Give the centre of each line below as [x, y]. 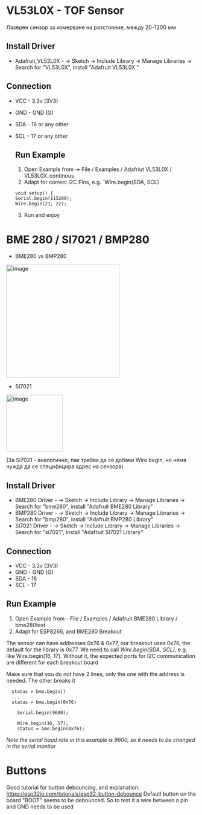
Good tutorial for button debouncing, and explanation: [73, 787]
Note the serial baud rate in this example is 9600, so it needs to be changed [101, 739]
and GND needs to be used [40, 807]
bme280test [30, 625]
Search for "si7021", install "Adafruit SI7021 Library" [79, 532]
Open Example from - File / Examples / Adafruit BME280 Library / [96, 618]
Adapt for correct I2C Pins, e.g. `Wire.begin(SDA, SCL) [92, 182]
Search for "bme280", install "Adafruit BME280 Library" [84, 507]
